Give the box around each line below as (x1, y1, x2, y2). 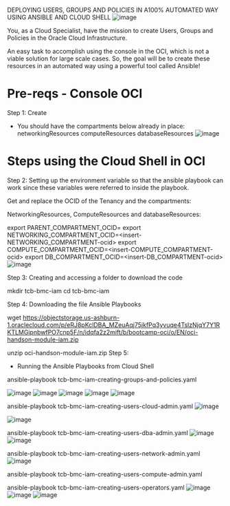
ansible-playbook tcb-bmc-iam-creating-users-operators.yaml (7, 483, 185, 492)
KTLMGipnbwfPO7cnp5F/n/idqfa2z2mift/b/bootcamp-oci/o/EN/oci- (7, 328, 198, 336)
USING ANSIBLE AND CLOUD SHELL (7, 13, 111, 21)
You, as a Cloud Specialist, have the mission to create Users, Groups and (7, 27, 214, 34)
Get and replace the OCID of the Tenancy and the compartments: (7, 196, 192, 205)
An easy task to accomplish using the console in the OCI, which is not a (7, 48, 209, 55)
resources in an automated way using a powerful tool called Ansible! (7, 62, 200, 70)
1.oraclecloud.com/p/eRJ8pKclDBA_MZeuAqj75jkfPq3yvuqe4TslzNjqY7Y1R (7, 320, 220, 329)
